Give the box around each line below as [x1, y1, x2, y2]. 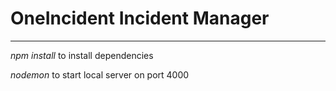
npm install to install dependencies [10, 49, 154, 61]
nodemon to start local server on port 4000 [10, 68, 190, 81]
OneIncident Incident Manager [10, 7, 270, 30]
